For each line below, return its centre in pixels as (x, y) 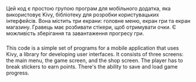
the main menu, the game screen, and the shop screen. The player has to (94, 60)
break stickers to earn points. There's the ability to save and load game (92, 66)
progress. (18, 73)
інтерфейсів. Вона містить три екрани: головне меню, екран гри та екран (98, 21)
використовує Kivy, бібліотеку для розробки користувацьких (83, 15)
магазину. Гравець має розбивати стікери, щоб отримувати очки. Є (91, 27)
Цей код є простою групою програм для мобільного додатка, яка (89, 8)
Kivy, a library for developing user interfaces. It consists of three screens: (95, 54)
